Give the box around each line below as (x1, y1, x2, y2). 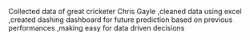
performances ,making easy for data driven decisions (8, 24, 185, 32)
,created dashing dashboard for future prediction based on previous (8, 15, 233, 24)
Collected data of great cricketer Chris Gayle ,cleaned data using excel (8, 7, 242, 16)
